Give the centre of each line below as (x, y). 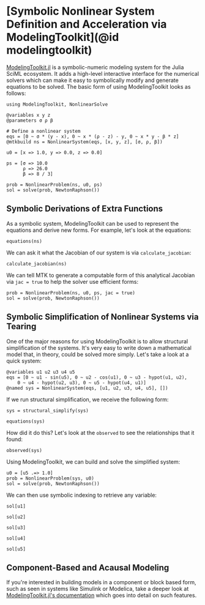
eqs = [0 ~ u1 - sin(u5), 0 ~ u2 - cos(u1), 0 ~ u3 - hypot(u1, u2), (97, 377)
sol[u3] (16, 527)
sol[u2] (16, 517)
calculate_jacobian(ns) (37, 264)
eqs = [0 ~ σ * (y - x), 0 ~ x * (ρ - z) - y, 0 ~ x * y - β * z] (93, 136)
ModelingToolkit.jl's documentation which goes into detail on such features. (102, 595)
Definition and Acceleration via (87, 24)
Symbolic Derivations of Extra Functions (85, 209)
